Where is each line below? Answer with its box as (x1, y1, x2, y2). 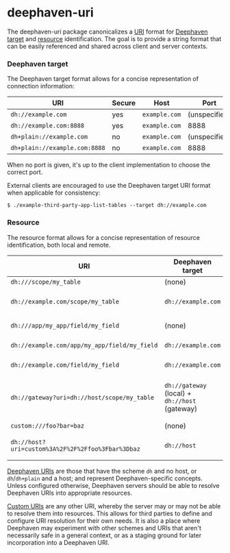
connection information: (7, 82, 75, 90)
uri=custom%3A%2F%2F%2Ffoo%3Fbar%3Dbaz (10, 445, 140, 453)
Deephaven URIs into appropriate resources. (7, 489, 132, 497)
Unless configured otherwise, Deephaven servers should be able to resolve (7, 481, 220, 489)
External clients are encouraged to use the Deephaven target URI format (7, 182, 211, 190)
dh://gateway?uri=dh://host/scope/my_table (10, 393, 155, 402)
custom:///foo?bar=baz (10, 421, 84, 430)
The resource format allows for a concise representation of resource (7, 233, 201, 241)
